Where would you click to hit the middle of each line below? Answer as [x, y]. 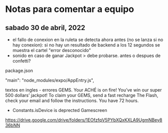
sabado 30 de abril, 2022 [45, 28]
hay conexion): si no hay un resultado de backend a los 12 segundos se [86, 45]
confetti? [22, 61]
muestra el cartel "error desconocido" [52, 50]
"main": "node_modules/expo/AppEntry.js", [50, 80]
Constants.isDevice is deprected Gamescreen [60, 110]
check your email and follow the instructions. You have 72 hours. [72, 100]
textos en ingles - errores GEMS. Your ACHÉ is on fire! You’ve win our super [83, 90]
